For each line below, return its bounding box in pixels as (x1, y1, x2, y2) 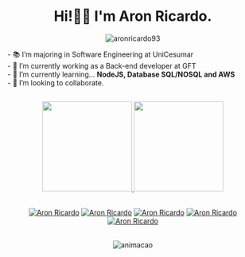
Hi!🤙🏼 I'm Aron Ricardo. (53, 7, 212, 26)
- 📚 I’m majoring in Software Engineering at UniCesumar (7, 49, 194, 59)
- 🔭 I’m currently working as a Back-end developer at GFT (7, 61, 196, 70)
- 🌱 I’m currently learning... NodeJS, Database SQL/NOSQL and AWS (7, 69, 235, 79)
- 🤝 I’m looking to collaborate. (7, 77, 104, 87)
